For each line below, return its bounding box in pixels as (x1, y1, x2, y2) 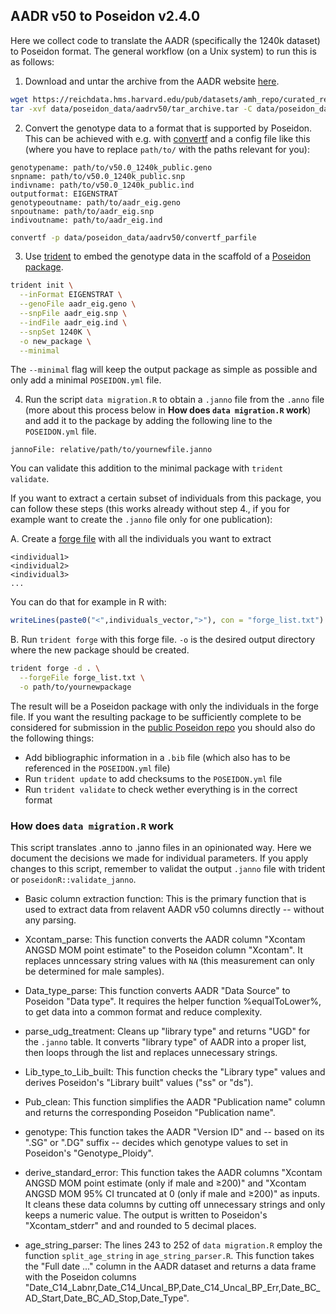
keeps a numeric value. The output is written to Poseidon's (24, 1209, 268, 1221)
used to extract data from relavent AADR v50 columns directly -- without (24, 904, 325, 916)
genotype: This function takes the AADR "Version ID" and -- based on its (24, 1126, 325, 1138)
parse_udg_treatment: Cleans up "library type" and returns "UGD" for (24, 1025, 311, 1038)
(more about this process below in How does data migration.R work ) (24, 404, 312, 416)
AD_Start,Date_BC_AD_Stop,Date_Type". (24, 1292, 190, 1304)
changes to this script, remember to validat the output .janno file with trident (10, 863, 326, 875)
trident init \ (10, 280, 74, 291)
